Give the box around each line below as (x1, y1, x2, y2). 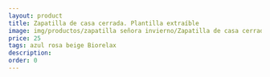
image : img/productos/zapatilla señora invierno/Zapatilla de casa (8, 26, 239, 34)
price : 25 (8, 34, 42, 43)
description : (8, 49, 52, 57)
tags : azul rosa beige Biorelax (8, 42, 117, 50)
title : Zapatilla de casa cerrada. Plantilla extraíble (8, 19, 199, 27)
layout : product (8, 11, 63, 20)
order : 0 (8, 57, 38, 65)
